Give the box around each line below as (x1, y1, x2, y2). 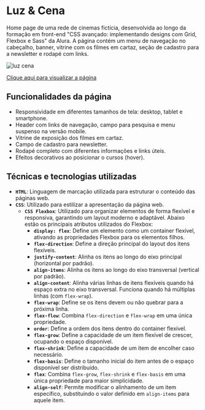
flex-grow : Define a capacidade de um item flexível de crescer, (33, 331, 193, 338)
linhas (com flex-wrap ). (33, 292, 93, 300)
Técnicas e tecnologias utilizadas (6, 171, 137, 182)
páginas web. (15, 194, 50, 201)
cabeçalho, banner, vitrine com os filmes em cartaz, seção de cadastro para (6, 44, 199, 51)
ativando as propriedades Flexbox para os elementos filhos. (33, 233, 185, 241)
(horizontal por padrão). (33, 259, 94, 267)
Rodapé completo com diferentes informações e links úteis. (15, 147, 166, 154)
